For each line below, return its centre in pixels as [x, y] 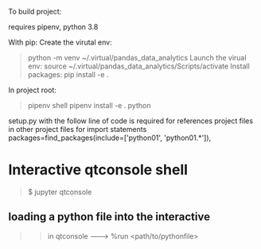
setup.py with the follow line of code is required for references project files [130, 121]
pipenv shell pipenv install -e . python [89, 105]
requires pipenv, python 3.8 [53, 27]
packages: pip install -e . [68, 74]
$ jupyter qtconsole [60, 192]
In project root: [33, 90]
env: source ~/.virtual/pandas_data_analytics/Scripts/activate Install [139, 66]
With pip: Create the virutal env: [60, 42]
